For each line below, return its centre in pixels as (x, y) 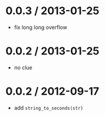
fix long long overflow (40, 27)
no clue (23, 67)
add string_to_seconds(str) (49, 108)
